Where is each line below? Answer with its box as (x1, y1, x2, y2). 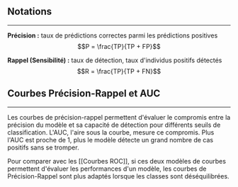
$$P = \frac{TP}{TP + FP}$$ (77, 42, 161, 50)
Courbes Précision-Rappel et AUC (7, 88, 161, 100)
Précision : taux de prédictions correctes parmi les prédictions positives (7, 31, 218, 40)
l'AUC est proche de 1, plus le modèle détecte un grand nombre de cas (7, 135, 214, 144)
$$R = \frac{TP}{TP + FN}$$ (76, 67, 161, 75)
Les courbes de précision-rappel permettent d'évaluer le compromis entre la (7, 113, 231, 121)
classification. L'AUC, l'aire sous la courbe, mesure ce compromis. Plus (7, 127, 215, 137)
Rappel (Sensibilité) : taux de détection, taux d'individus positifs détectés (7, 56, 222, 64)
